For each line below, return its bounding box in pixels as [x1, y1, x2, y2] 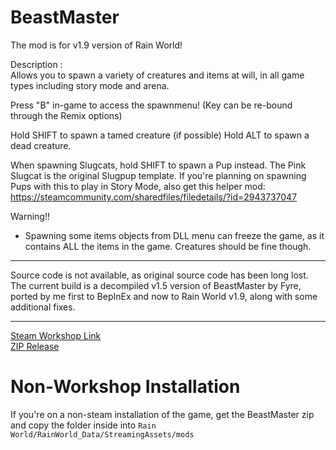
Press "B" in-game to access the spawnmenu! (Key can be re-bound [10, 99, 293, 111]
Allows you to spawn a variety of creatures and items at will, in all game [10, 69, 305, 81]
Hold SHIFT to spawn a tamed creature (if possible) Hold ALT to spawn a [10, 129, 310, 141]
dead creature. [10, 139, 72, 151]
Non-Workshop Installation [10, 376, 241, 398]
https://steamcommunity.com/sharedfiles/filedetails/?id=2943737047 [10, 191, 298, 203]
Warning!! [10, 210, 51, 222]
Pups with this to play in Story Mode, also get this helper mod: [10, 180, 266, 192]
